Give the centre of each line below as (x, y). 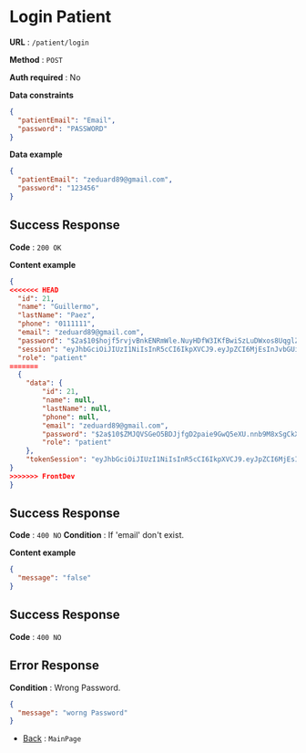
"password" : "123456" (59, 189)
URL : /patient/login (49, 42)
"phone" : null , (71, 417)
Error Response (55, 666)
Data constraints (42, 95)
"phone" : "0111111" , (56, 324)
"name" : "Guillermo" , (59, 307)
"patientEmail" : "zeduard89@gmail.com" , (95, 180)
